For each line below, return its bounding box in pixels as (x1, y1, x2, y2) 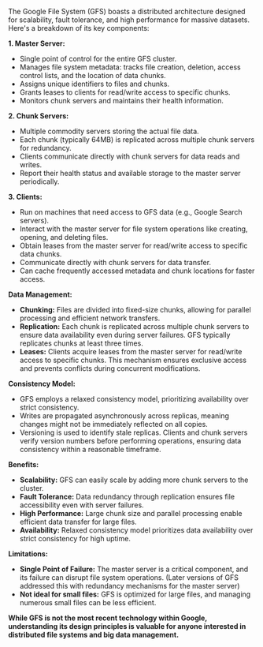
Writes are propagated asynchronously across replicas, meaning (19, 411, 230, 421)
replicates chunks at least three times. (19, 338, 143, 348)
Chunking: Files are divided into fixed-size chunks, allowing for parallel (19, 305, 252, 314)
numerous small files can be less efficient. (19, 598, 157, 607)
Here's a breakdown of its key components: (8, 24, 150, 32)
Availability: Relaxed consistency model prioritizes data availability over (19, 525, 254, 535)
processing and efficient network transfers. (19, 313, 161, 323)
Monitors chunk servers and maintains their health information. (19, 96, 224, 105)
